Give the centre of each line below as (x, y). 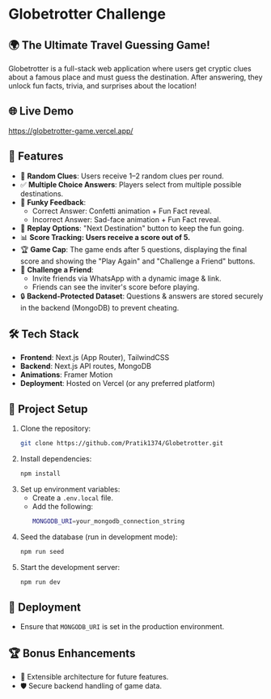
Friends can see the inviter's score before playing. (116, 287)
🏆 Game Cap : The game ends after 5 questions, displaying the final (133, 249)
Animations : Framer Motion (66, 375)
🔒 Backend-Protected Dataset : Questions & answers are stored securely (142, 296)
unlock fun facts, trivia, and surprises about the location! (102, 86)
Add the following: (63, 506)
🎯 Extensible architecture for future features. (94, 677)
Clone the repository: (55, 429)
